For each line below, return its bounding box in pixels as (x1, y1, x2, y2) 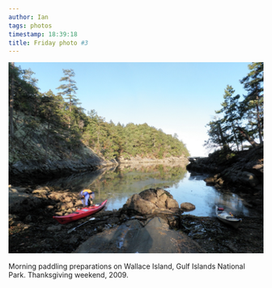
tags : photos (8, 21, 53, 30)
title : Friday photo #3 (8, 39, 89, 47)
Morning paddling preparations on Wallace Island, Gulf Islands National (8, 261, 245, 271)
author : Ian (8, 13, 49, 21)
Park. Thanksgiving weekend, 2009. (8, 270, 129, 280)
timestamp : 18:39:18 (8, 30, 79, 38)
